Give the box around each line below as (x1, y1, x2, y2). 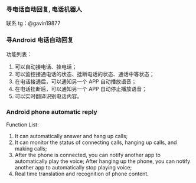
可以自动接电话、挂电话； (14, 63, 77, 70)
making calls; (14, 145, 47, 152)
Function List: (6, 121, 40, 128)
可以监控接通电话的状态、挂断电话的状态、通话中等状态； (14, 70, 155, 77)
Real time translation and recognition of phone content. (14, 170, 149, 177)
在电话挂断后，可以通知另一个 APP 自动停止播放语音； (14, 85, 148, 92)
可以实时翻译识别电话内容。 (14, 93, 83, 100)
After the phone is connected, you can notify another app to (14, 151, 161, 158)
